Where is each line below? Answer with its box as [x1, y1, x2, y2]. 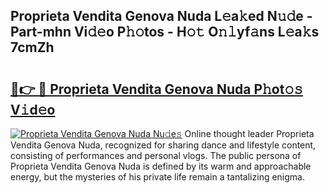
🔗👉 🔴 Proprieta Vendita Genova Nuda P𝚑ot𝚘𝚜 [10, 80, 304, 98]
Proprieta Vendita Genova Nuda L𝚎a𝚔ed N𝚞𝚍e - [10, 8, 313, 25]
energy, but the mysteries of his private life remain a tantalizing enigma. [10, 171, 305, 183]
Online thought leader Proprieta [184, 128, 315, 139]
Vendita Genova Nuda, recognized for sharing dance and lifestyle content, [10, 139, 317, 151]
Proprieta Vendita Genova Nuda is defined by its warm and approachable [10, 160, 312, 172]
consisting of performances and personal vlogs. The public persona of [10, 150, 302, 161]
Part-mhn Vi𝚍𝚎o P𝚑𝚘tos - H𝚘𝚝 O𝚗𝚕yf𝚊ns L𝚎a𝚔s [10, 24, 320, 41]
